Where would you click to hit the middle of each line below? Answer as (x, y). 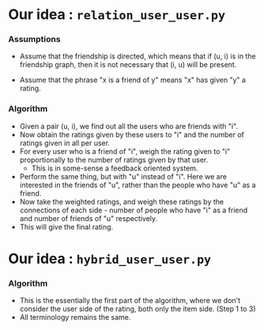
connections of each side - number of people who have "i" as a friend (134, 210)
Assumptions (34, 39)
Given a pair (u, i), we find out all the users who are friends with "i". (129, 126)
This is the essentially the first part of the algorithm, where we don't (130, 301)
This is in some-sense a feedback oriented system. (115, 168)
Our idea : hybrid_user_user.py (110, 259)
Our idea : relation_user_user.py (117, 15)
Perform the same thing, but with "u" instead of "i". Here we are (123, 176)
